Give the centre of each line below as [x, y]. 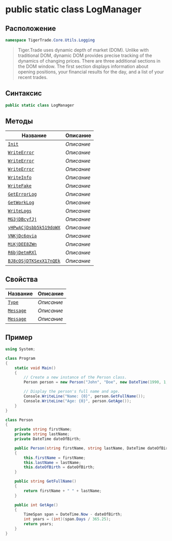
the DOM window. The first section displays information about [83, 66]
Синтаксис [24, 93]
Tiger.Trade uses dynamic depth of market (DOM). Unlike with [83, 50]
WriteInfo [20, 178]
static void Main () [35, 368]
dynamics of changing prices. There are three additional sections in [89, 61]
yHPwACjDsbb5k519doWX [34, 228]
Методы [19, 121]
